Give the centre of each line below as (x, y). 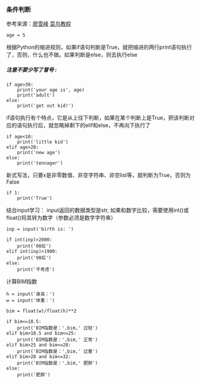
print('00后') (34, 246)
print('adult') (36, 95)
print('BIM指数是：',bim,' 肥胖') (57, 363)
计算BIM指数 (22, 281)
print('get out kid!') (45, 106)
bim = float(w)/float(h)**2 (42, 311)
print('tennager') (40, 163)
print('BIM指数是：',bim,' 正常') (57, 340)
